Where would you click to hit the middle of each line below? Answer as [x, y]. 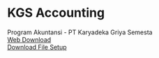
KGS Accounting [56, 13]
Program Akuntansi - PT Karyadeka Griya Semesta [80, 32]
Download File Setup [37, 47]
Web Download [29, 39]
